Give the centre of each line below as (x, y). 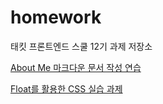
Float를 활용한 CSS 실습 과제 (66, 88)
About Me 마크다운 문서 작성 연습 (76, 67)
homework (56, 17)
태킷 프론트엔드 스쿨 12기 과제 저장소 (81, 46)
